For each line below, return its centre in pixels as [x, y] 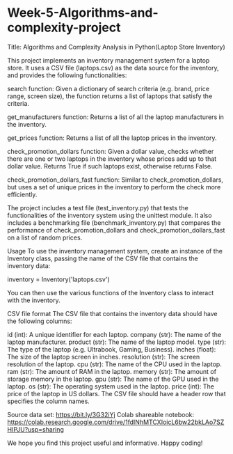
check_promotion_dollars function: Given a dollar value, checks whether [111, 151]
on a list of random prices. [45, 237]
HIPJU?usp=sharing [36, 429]
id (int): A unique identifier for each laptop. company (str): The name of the [114, 334]
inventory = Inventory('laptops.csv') [58, 279]
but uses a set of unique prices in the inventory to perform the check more [114, 187]
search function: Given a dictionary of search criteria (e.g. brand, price [109, 88]
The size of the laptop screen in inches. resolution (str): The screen [104, 357]
